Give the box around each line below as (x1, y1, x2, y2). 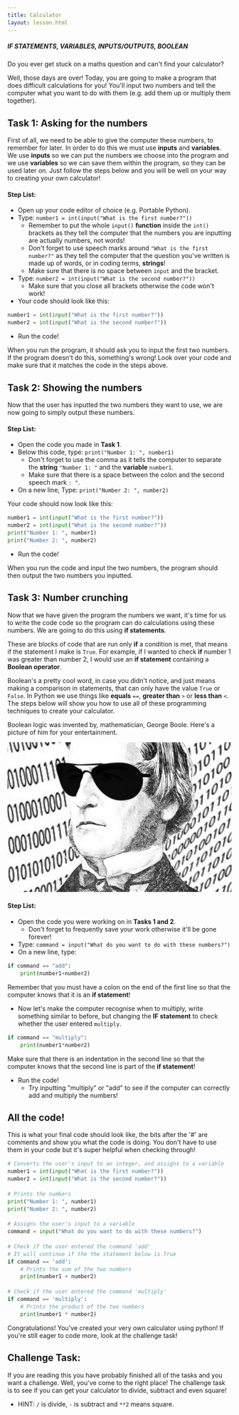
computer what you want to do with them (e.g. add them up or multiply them (7, 89, 231, 98)
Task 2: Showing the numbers (7, 381, 142, 393)
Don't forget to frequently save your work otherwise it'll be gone (28, 925, 217, 933)
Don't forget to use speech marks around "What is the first (28, 244, 208, 252)
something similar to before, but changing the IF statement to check (17, 1012, 218, 1020)
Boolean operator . (7, 662, 62, 671)
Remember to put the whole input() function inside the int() (28, 221, 210, 230)
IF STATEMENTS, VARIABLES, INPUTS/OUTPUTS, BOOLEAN (7, 42, 188, 51)
